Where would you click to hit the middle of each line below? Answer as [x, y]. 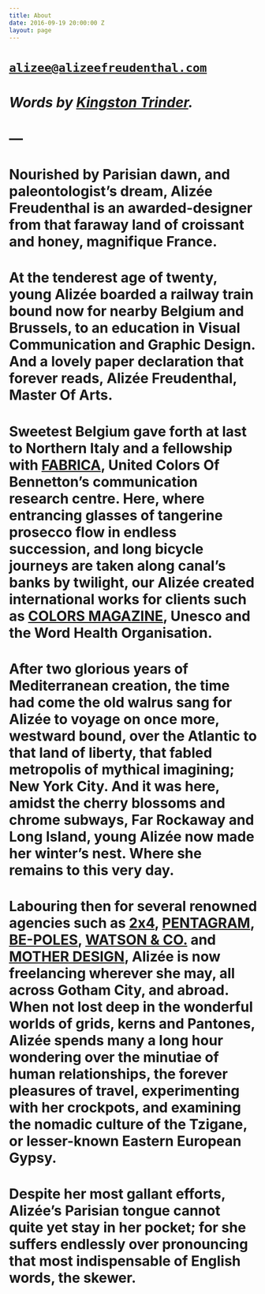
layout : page [30, 30]
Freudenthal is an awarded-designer [131, 208]
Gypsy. [33, 1158]
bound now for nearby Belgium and [127, 311]
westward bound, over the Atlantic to [133, 736]
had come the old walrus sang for [121, 702]
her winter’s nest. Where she [105, 853]
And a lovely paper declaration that [126, 362]
